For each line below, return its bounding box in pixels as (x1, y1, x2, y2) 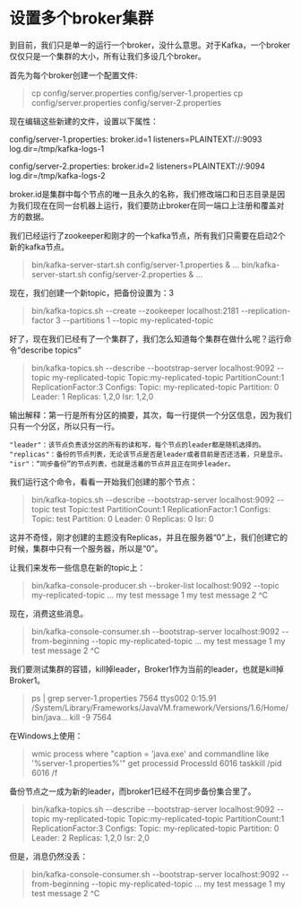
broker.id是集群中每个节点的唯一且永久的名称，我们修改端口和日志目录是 (9, 188, 278, 199)
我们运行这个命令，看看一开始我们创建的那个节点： (9, 476, 198, 487)
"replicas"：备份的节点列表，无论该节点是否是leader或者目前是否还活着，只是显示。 (9, 449, 288, 458)
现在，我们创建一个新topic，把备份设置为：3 (9, 287, 175, 298)
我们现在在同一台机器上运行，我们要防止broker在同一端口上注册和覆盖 (16, 199, 277, 211)
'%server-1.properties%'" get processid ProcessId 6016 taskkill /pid (30, 757, 282, 768)
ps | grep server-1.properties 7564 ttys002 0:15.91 (30, 693, 217, 703)
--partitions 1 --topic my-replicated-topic (62, 315, 214, 326)
